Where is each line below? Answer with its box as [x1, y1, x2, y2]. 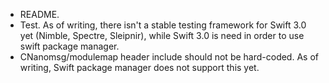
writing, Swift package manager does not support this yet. [19, 62, 260, 73]
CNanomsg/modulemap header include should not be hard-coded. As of [19, 51, 319, 63]
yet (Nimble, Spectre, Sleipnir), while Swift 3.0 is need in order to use [19, 30, 305, 41]
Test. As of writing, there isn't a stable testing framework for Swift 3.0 [19, 19, 307, 31]
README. [19, 9, 60, 20]
